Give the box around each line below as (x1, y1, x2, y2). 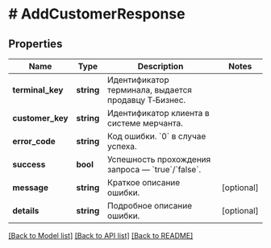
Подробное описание (107, 200, 193, 211)
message (12, 182, 48, 193)
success (12, 159, 46, 170)
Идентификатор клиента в (107, 108, 210, 118)
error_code (12, 136, 56, 147)
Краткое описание (107, 177, 181, 188)
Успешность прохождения (107, 154, 211, 165)
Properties (8, 37, 63, 51)
